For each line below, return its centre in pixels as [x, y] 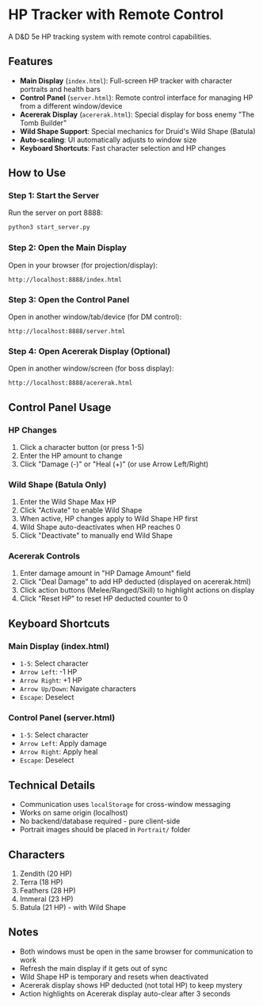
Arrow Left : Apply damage [63, 743]
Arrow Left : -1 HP [48, 672]
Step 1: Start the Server [54, 196]
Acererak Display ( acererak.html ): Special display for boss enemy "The [137, 114]
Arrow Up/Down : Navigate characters [78, 689]
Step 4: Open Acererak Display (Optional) [90, 351]
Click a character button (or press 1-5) [82, 447]
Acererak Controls [44, 556]
